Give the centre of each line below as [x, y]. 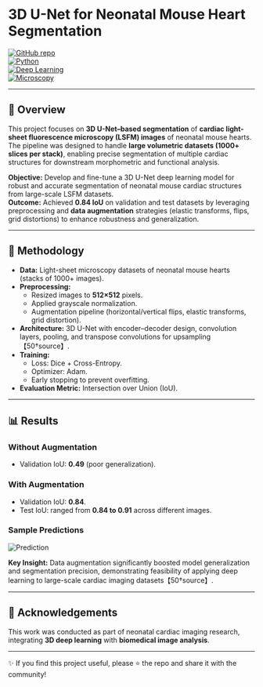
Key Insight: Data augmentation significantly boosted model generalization [129, 562]
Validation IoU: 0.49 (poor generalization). [88, 464]
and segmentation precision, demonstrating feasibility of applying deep [123, 571]
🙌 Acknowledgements [63, 613]
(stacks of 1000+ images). [61, 278]
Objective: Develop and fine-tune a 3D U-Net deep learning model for [121, 177]
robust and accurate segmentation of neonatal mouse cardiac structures [125, 185]
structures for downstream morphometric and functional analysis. [114, 162]
